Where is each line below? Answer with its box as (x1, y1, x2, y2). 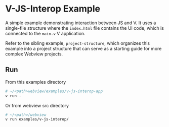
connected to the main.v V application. (5, 30, 86, 36)
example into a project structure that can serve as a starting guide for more (5, 45, 162, 51)
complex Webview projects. (5, 51, 63, 57)
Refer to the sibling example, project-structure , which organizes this (5, 40, 150, 46)
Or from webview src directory (5, 102, 69, 108)
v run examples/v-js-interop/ (5, 117, 69, 122)
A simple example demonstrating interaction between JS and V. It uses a (5, 20, 156, 26)
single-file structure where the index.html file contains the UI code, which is (5, 25, 164, 31)
